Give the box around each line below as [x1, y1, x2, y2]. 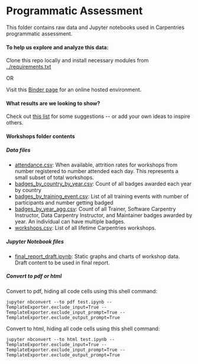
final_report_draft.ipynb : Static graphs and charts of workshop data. [14, 253, 180, 260]
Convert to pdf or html [6, 273, 62, 280]
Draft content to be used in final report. [14, 259, 111, 266]
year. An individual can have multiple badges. [14, 218, 126, 225]
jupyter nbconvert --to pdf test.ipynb [6, 299, 105, 305]
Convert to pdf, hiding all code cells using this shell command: [6, 288, 158, 295]
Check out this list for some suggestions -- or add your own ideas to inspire [6, 113, 190, 120]
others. [6, 119, 24, 126]
